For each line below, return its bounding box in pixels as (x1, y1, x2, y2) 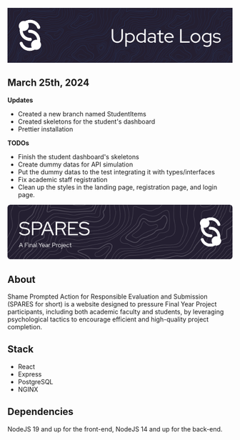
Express (17, 369, 42, 379)
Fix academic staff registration (17, 175, 108, 184)
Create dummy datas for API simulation (17, 160, 134, 169)
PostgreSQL (17, 377, 54, 386)
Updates (7, 96, 34, 104)
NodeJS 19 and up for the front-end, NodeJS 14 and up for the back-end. (7, 424, 223, 433)
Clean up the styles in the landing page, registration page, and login (17, 183, 218, 191)
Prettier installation (17, 124, 74, 133)
